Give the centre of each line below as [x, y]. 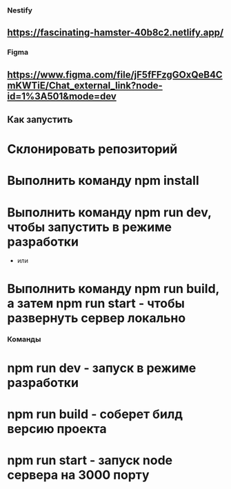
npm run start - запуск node [90, 460]
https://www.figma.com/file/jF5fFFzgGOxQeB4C [115, 74]
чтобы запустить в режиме [90, 227]
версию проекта [57, 429]
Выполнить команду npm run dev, [109, 212]
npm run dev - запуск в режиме [102, 368]
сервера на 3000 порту [78, 475]
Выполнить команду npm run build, [113, 289]
